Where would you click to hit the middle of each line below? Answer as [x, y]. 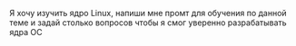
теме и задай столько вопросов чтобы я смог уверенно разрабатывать [148, 23]
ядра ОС [26, 32]
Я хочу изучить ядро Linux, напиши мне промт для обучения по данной [148, 13]
